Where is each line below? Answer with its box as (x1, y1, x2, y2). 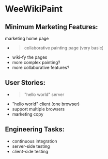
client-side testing (12, 148, 48, 154)
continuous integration (12, 138, 57, 144)
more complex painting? (12, 60, 61, 65)
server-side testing (12, 143, 50, 149)
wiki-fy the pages (12, 54, 47, 60)
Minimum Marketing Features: (5, 23, 98, 31)
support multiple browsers (12, 106, 65, 112)
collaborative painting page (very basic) (24, 45, 104, 50)
